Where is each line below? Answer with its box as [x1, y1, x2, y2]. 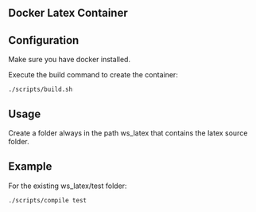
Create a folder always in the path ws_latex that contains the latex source [8, 128, 248, 138]
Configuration [8, 33, 80, 47]
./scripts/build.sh [8, 85, 73, 94]
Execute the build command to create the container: [8, 70, 179, 80]
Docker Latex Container [8, 6, 129, 20]
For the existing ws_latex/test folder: [8, 181, 127, 190]
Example [8, 159, 52, 174]
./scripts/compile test [8, 196, 87, 204]
